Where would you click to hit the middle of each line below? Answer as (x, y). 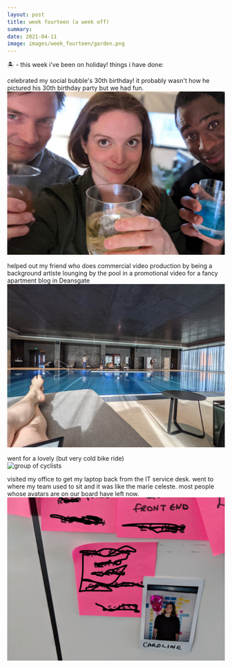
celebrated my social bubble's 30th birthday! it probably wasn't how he (108, 81)
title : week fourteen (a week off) (58, 22)
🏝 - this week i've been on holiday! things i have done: (86, 65)
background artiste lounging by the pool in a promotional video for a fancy (113, 274)
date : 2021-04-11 (32, 37)
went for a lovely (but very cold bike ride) (66, 459)
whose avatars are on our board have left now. (73, 494)
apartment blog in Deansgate (49, 280)
